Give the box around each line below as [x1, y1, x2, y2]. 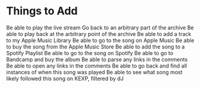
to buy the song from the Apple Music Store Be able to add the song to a [6, 43, 185, 50]
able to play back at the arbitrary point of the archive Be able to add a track [6, 30, 192, 37]
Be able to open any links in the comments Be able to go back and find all [6, 62, 187, 69]
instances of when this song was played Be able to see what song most [6, 68, 183, 75]
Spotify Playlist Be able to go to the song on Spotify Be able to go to [6, 49, 174, 56]
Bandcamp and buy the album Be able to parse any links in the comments [6, 56, 188, 63]
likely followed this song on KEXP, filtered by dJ [6, 75, 124, 82]
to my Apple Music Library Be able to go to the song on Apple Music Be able [6, 37, 195, 44]
